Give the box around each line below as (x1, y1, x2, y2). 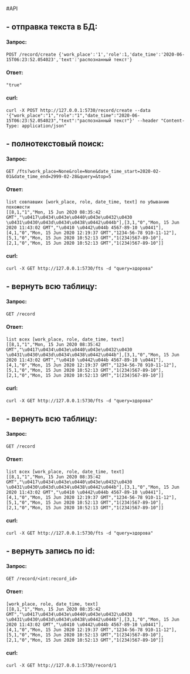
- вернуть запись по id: (6, 546, 96, 556)
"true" (6, 82, 22, 88)
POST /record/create (6, 51, 57, 58)
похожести (6, 204, 30, 210)
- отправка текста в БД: (6, 22, 98, 32)
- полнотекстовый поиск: (6, 139, 104, 149)
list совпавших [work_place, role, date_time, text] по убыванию (6, 199, 169, 205)
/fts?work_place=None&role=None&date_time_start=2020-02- (16, 168, 161, 174)
